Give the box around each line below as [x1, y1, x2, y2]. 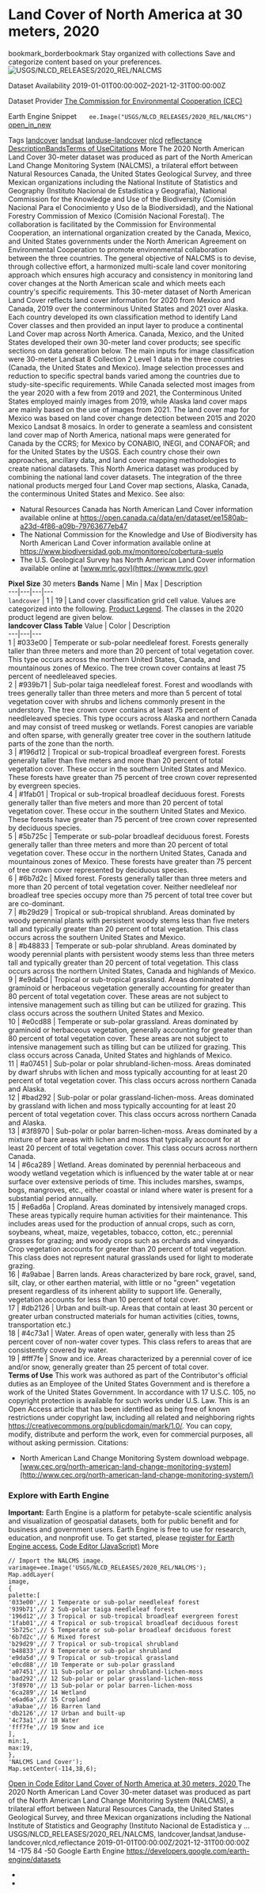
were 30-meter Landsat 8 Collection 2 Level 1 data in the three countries [8, 354, 244, 364]
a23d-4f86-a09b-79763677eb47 [19, 521, 128, 530]
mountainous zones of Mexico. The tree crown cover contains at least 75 [8, 663, 246, 672]
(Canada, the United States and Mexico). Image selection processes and [8, 362, 244, 372]
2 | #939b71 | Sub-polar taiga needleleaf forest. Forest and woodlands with [8, 679, 253, 689]
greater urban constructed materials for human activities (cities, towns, [8, 1311, 240, 1321]
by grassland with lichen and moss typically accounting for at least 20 [8, 1100, 237, 1111]
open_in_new [8, 120, 51, 129]
